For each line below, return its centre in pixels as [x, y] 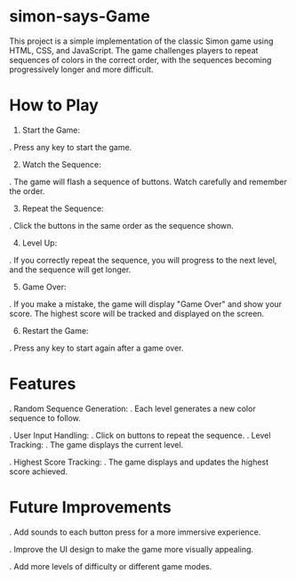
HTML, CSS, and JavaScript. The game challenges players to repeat [134, 50]
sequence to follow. [45, 418]
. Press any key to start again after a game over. [96, 348]
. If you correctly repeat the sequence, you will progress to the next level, [143, 260]
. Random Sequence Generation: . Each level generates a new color [132, 408]
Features [43, 384]
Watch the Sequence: [61, 164]
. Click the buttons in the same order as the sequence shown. [121, 225]
